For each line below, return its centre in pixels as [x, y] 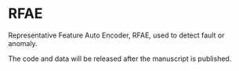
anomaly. [23, 43]
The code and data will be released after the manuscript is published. [120, 59]
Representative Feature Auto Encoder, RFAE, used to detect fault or [116, 35]
